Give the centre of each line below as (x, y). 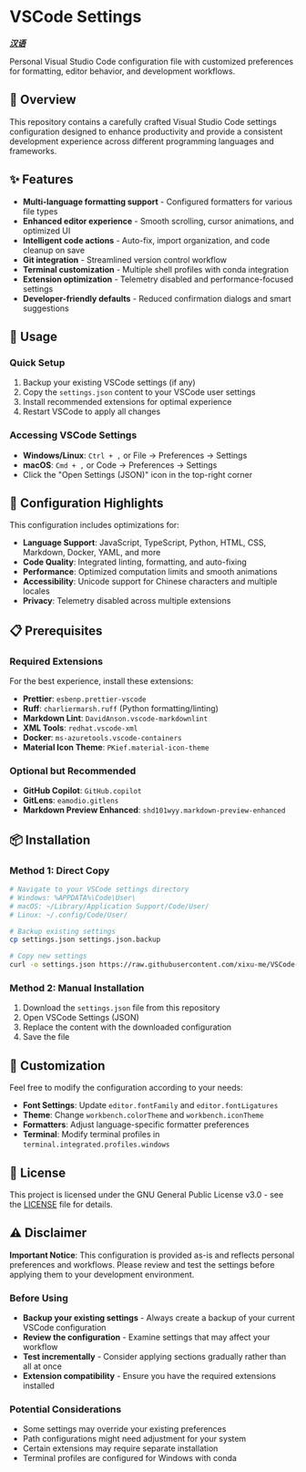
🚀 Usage (33, 336)
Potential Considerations (66, 1409)
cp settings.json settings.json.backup (85, 940)
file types (40, 211)
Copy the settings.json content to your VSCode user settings (139, 392)
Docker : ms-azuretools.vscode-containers (102, 738)
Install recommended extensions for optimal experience (127, 402)
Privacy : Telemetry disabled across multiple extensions (127, 601)
